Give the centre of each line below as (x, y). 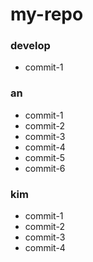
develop (30, 46)
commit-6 (45, 168)
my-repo (47, 14)
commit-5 (45, 157)
